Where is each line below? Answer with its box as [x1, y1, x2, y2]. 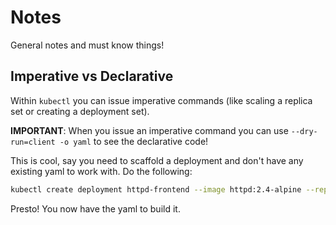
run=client [10, 137, 56, 147]
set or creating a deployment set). [10, 105, 150, 117]
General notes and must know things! [10, 39, 165, 51]
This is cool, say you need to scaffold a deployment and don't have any [10, 154, 304, 166]
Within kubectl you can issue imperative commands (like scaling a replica [10, 94, 313, 106]
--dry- [290, 126, 318, 136]
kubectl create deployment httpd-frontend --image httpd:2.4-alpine [10, 184, 302, 195]
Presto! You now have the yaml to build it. [10, 202, 181, 215]
